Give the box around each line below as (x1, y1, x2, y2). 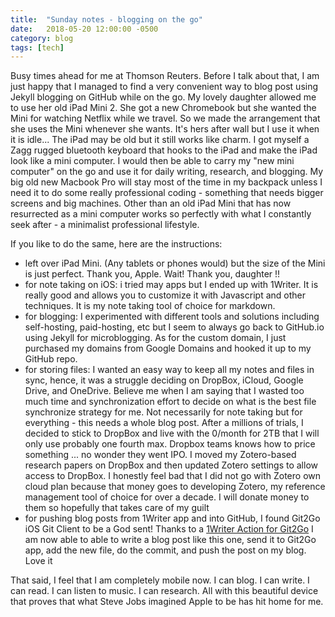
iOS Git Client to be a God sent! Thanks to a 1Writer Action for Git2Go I (24, 523, 314, 535)
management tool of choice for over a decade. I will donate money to (24, 491, 310, 503)
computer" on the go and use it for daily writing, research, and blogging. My (10, 166, 324, 178)
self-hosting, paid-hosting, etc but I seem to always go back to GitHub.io (24, 321, 325, 333)
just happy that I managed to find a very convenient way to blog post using (10, 81, 319, 93)
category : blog (10, 33, 74, 43)
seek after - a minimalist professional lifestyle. (10, 219, 200, 231)
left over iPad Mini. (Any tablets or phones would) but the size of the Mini (24, 257, 326, 270)
